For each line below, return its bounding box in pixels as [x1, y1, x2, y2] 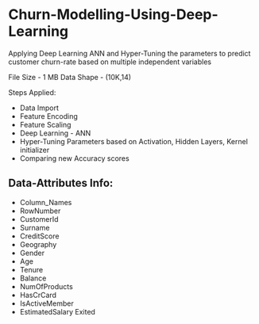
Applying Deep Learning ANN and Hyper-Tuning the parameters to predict [8, 48, 251, 58]
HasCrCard [19, 290, 57, 299]
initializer [19, 145, 50, 154]
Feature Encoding [19, 111, 78, 120]
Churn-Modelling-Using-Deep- [8, 6, 218, 24]
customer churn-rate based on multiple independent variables [8, 57, 212, 67]
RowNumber [19, 206, 61, 215]
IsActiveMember [19, 299, 74, 308]
